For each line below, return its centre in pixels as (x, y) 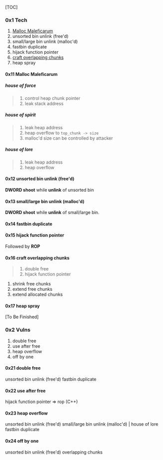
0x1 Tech (16, 20)
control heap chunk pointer (52, 98)
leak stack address (44, 103)
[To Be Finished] (22, 317)
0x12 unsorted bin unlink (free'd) (40, 179)
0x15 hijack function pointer (35, 235)
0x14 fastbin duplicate (29, 224)
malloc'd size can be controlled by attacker (69, 138)
